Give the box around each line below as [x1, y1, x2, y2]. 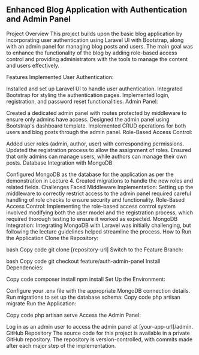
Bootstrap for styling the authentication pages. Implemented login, [6, 91, 170, 98]
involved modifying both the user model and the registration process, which [6, 209, 194, 216]
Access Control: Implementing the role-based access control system [6, 202, 176, 210]
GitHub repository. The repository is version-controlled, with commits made [6, 335, 193, 343]
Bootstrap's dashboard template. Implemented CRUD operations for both [6, 122, 186, 129]
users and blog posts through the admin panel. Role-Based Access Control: [6, 128, 193, 135]
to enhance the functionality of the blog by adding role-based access [6, 49, 177, 56]
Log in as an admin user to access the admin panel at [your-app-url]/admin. [6, 323, 194, 330]
